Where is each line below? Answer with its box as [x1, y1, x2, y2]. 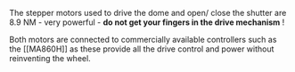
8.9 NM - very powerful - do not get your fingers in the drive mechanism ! [9, 17, 285, 28]
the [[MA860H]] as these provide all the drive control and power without [9, 44, 275, 54]
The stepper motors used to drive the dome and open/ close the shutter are [9, 8, 287, 18]
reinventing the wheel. [9, 53, 91, 63]
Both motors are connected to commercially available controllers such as [9, 35, 277, 44]
